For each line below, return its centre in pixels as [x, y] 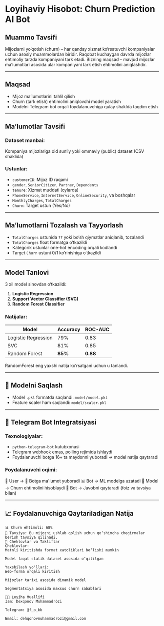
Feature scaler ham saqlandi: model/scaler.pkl [59, 402]
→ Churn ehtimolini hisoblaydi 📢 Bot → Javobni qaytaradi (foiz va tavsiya [78, 488]
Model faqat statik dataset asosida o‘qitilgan [54, 559]
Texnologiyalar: [24, 436]
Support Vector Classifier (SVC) [45, 299]
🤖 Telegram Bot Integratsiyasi [51, 422]
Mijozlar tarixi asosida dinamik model [46, 580]
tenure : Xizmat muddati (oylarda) [45, 190]
